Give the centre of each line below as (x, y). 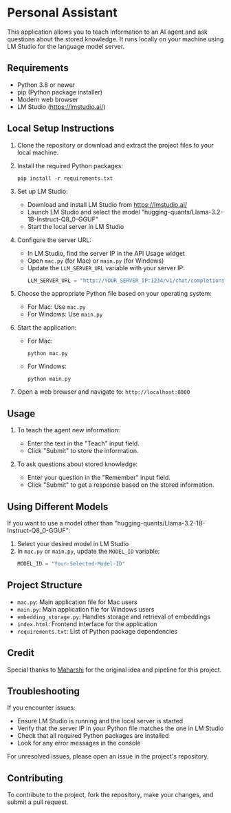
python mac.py (47, 354)
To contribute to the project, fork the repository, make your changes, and (110, 795)
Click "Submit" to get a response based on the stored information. (121, 485)
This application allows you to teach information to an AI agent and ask (107, 32)
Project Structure (45, 585)
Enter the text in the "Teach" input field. (83, 443)
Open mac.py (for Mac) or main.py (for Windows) (96, 261)
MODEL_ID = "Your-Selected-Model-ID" (71, 564)
